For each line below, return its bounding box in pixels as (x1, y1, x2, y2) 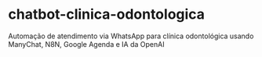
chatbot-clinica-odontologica (8, 5, 206, 23)
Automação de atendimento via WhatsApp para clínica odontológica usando (8, 31, 254, 41)
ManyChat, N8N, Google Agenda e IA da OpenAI (8, 39, 165, 48)
